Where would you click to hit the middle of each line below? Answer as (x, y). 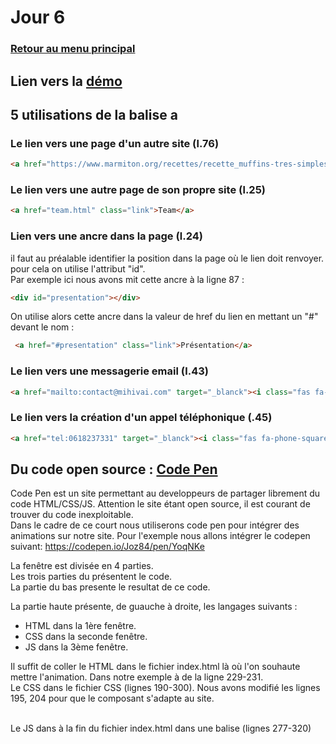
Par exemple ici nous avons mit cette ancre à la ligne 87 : (127, 279)
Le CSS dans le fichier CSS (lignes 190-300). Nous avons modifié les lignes (165, 688)
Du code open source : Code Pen (114, 469)
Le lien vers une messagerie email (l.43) (109, 371)
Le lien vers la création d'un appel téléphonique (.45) (141, 418)
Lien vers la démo (66, 81)
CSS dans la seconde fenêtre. (86, 637)
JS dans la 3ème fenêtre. (76, 647)
